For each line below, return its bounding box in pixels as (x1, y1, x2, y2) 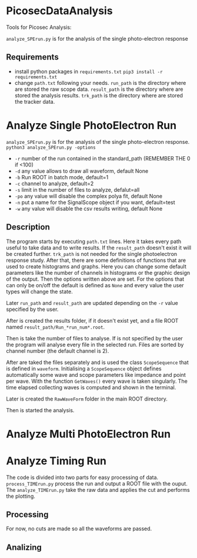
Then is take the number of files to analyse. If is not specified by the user (6, 334, 183, 342)
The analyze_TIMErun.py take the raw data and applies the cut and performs (6, 486, 190, 493)
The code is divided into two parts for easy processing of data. (6, 474, 159, 481)
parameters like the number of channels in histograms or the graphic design (6, 269, 191, 276)
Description (6, 222, 50, 232)
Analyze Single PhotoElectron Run (6, 119, 177, 132)
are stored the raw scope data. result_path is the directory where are (14, 86, 183, 93)
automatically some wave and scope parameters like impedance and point (6, 371, 186, 378)
